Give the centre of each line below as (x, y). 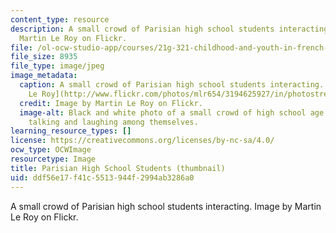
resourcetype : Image (53, 159)
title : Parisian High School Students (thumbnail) (118, 168)
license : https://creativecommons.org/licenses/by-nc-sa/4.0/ (142, 141)
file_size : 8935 (44, 57)
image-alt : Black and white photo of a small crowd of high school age (172, 112)
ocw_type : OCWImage (51, 150)
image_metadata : (44, 76)
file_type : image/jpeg (57, 66)
